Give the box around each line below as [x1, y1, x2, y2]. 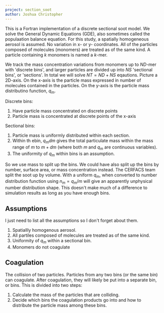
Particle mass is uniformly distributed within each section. [12, 132, 130, 139]
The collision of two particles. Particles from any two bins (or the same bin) [5, 271, 158, 277]
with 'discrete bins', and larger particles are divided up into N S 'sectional [5, 66, 153, 72]
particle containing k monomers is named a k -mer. [5, 52, 108, 57]
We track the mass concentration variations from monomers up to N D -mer [5, 61, 157, 67]
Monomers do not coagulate [12, 244, 70, 250]
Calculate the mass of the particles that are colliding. [12, 292, 120, 298]
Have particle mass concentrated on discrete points [12, 108, 118, 114]
